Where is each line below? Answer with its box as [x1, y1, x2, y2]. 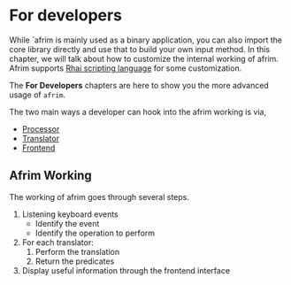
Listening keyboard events [21, 209, 119, 220]
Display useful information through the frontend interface [21, 265, 231, 275]
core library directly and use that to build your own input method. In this [9, 43, 271, 54]
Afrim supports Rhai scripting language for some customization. [9, 63, 242, 73]
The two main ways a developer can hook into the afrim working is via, [9, 106, 267, 117]
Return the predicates [34, 256, 115, 266]
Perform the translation [34, 246, 120, 257]
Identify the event [34, 218, 100, 228]
